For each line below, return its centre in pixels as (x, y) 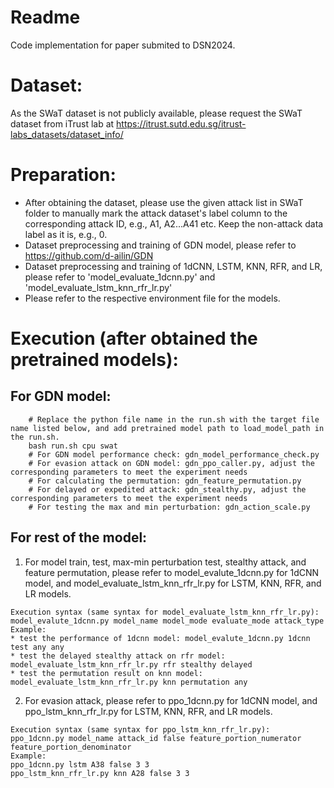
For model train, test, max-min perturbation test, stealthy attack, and (165, 562)
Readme (45, 17)
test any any (37, 647)
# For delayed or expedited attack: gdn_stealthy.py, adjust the (167, 489)
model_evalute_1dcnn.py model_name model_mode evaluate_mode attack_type (167, 621)
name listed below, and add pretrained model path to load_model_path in (167, 428)
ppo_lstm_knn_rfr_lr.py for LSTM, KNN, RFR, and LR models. (148, 711)
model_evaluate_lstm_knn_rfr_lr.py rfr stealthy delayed (131, 664)
